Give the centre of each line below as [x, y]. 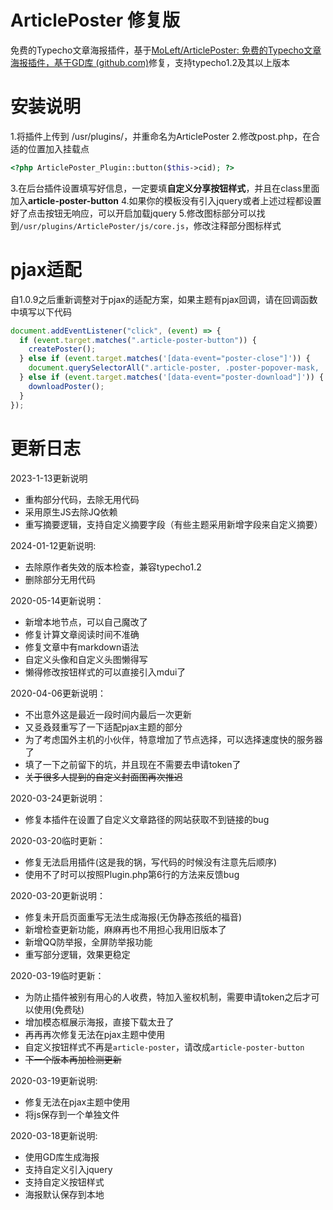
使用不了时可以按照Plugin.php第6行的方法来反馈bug [132, 874]
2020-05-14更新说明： [57, 600]
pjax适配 [46, 269]
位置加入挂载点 [58, 148]
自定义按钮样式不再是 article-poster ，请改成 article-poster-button [164, 1047]
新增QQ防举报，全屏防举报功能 [88, 942]
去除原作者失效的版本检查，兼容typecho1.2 [113, 567]
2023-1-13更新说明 [49, 478]
